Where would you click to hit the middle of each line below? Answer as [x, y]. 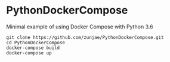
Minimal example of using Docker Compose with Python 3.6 [80, 27]
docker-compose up [29, 53]
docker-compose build [33, 48]
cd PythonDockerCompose [36, 43]
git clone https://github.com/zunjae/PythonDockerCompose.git [85, 37]
